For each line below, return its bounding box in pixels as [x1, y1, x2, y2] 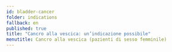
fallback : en [6, 20, 39, 26]
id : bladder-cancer [6, 8, 55, 15]
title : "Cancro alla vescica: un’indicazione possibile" [6, 31, 151, 37]
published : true [6, 25, 47, 32]
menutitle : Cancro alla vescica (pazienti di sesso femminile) [6, 36, 167, 42]
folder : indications [6, 14, 58, 20]
